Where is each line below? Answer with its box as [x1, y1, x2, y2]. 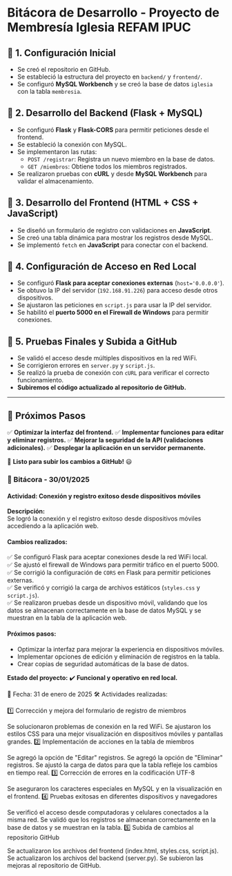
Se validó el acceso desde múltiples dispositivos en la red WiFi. [17, 354, 198, 362]
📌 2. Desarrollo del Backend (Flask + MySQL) [7, 107, 203, 119]
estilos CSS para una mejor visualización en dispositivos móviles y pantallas [7, 730, 223, 738]
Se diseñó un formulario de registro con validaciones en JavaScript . [17, 226, 212, 234]
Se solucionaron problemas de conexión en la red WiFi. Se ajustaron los [7, 722, 211, 730]
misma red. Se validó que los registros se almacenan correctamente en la [7, 815, 216, 824]
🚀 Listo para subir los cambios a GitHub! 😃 [7, 458, 133, 466]
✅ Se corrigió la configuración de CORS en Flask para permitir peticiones [7, 568, 211, 577]
